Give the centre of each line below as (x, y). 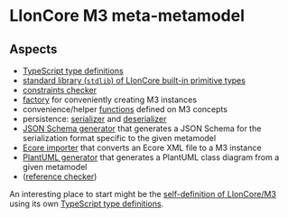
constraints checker (60, 90)
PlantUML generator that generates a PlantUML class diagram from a (151, 157)
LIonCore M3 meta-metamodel (127, 16)
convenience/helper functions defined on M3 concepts (125, 109)
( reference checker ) (60, 176)
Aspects (33, 49)
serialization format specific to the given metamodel (119, 138)
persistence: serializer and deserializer (94, 119)
